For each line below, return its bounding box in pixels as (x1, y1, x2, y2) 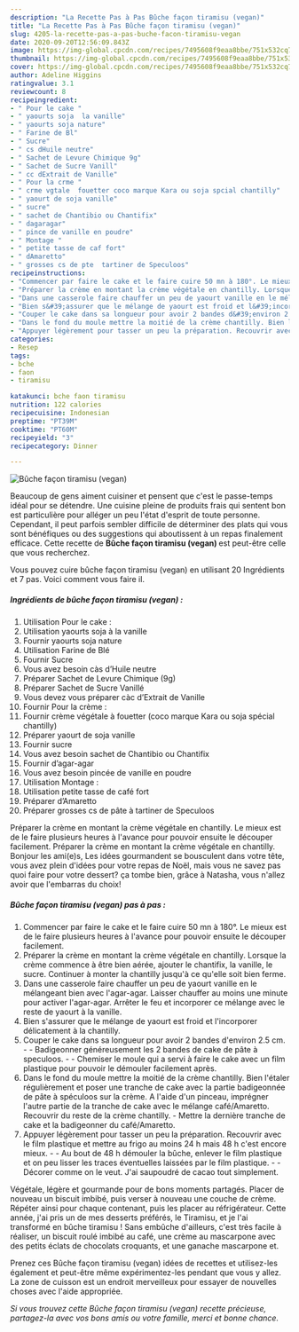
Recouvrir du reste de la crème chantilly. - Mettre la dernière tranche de (22, 1110, 287, 1121)
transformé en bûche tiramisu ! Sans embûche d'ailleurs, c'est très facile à (10, 1222, 282, 1233)
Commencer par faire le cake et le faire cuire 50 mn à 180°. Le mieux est (22, 922, 287, 933)
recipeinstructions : (10, 269, 87, 278)
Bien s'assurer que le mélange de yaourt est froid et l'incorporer (22, 1016, 258, 1027)
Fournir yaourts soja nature (22, 635, 122, 646)
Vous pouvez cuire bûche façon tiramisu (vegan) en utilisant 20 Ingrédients (10, 564, 285, 575)
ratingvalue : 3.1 (10, 79, 75, 88)
